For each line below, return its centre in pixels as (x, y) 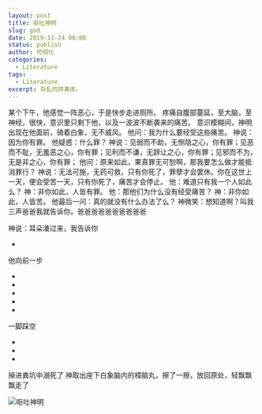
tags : (17, 74)
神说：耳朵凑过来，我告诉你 (53, 228)
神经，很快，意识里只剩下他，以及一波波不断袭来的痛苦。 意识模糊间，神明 (130, 123)
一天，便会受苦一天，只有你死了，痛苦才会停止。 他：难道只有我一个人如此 (130, 182)
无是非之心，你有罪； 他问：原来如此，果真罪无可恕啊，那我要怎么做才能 (127, 162)
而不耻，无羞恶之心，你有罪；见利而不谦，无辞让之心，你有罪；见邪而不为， (133, 152)
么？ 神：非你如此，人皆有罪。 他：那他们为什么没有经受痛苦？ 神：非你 (125, 192)
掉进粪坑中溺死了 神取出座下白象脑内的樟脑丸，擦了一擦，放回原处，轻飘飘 (130, 375)
